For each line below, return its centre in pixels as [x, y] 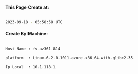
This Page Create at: [27, 7]
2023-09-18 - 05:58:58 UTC [34, 22]
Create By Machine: [27, 33]
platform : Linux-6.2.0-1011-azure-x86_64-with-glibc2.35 [69, 58]
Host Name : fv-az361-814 [33, 49]
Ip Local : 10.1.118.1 [31, 67]
